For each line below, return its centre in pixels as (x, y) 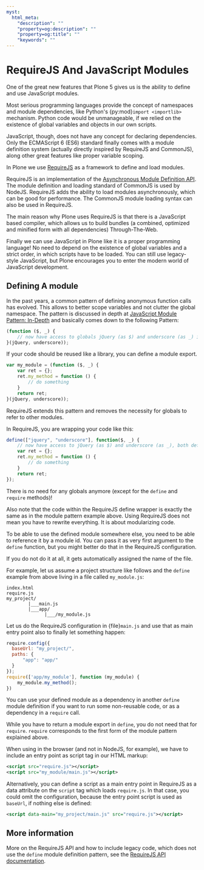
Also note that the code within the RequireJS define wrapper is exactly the (99, 509)
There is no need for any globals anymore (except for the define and (92, 491)
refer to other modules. (35, 417)
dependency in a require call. (43, 713)
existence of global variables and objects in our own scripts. (81, 124)
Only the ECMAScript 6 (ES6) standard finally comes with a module (90, 143)
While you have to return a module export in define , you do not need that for (102, 724)
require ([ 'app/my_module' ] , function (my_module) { (73, 677)
